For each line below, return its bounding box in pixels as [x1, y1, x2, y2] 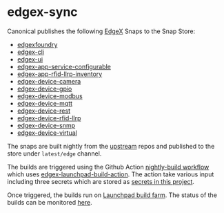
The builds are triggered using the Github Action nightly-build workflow [7, 163, 210, 171]
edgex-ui [17, 55, 43, 63]
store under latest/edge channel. [7, 149, 102, 158]
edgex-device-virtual [17, 129, 77, 137]
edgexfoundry [17, 40, 58, 48]
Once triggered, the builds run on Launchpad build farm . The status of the [7, 191, 217, 199]
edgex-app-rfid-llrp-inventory [17, 70, 103, 78]
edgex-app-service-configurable [17, 62, 112, 71]
